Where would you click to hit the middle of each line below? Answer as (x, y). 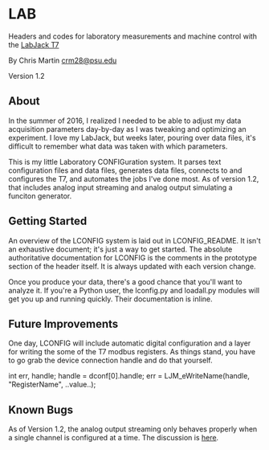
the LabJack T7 (34, 44)
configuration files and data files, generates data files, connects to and (125, 170)
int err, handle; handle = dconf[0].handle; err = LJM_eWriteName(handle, (129, 376)
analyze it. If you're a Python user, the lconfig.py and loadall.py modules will (134, 290)
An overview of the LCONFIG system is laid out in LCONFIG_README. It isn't (134, 240)
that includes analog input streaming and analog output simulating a (120, 187)
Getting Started (48, 221)
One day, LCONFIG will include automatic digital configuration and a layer (130, 343)
